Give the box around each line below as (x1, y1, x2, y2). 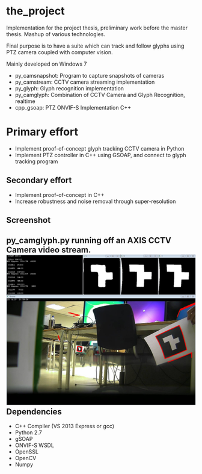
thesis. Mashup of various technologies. (6, 30, 105, 37)
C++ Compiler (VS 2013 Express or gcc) (14, 423, 115, 430)
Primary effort (6, 125, 78, 139)
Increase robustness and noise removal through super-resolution (14, 198, 176, 205)
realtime (14, 98, 35, 105)
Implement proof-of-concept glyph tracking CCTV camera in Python (14, 145, 185, 152)
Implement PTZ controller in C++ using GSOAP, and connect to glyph (14, 151, 186, 158)
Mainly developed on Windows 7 (6, 60, 87, 67)
